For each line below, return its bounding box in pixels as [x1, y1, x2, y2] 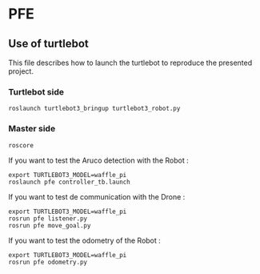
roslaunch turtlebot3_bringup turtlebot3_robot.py [8, 105, 181, 113]
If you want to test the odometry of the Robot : [8, 236, 162, 245]
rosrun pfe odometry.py [8, 258, 88, 266]
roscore [8, 141, 34, 149]
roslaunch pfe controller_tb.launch [8, 178, 130, 186]
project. [8, 66, 34, 76]
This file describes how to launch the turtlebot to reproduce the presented [8, 58, 253, 67]
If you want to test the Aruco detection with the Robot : [8, 155, 190, 165]
